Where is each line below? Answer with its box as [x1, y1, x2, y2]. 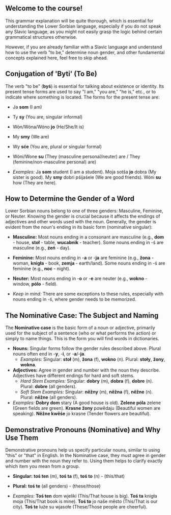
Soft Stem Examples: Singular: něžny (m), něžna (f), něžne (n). [20, 389, 153, 395]
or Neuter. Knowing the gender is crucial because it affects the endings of [5, 213, 160, 219]
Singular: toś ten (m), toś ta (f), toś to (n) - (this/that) [12, 473, 125, 479]
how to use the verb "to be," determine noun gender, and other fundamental [5, 49, 165, 55]
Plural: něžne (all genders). [20, 394, 77, 401]
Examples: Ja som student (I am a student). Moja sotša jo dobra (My [12, 169, 157, 175]
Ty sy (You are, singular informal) [12, 113, 83, 120]
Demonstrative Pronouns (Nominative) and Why [5, 425, 161, 434]
